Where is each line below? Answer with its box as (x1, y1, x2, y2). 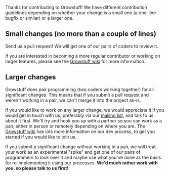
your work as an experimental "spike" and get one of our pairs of (5, 149, 141, 155)
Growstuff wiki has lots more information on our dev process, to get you (5, 128, 155, 135)
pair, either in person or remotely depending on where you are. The (5, 123, 145, 129)
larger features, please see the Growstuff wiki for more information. (5, 58, 146, 64)
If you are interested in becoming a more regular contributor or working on (5, 53, 160, 59)
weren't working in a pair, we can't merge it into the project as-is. (5, 97, 141, 103)
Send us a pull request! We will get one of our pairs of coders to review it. (5, 43, 158, 49)
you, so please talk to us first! (5, 165, 69, 171)
